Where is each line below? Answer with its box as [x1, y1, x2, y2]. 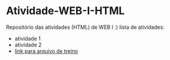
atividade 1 [14, 35, 41, 42]
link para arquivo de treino [14, 47, 78, 54]
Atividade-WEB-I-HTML [6, 4, 125, 18]
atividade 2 [14, 41, 42, 48]
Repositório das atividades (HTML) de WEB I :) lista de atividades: [6, 24, 165, 31]
